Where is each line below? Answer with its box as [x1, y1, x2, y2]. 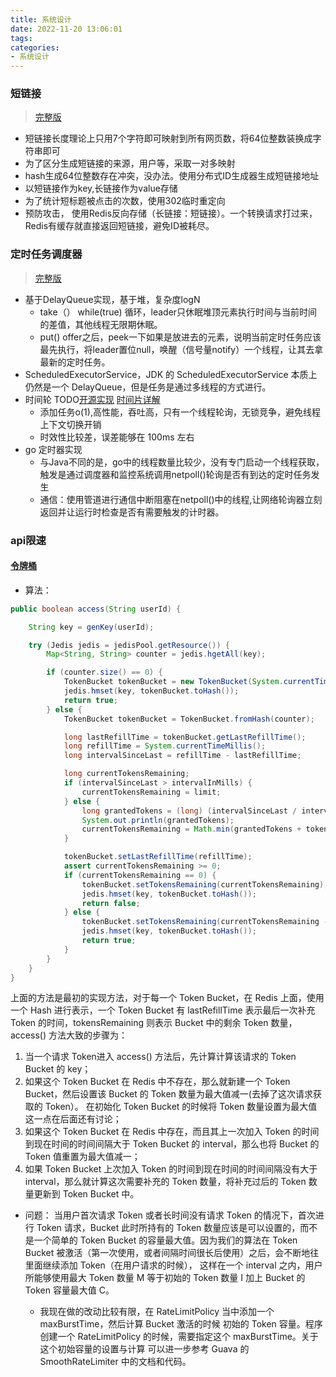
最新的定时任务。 [39, 356, 111, 368]
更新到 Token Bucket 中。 [33, 1188, 140, 1200]
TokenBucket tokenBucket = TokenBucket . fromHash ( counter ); [63, 714, 315, 724]
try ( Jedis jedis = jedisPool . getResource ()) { [28, 640, 230, 650]
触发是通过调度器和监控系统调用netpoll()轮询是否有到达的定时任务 [39, 468, 312, 480]
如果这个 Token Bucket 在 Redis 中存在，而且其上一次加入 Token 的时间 [24, 1126, 320, 1138]
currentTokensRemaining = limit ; [81, 787, 222, 797]
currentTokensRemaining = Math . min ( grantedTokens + [81, 824, 302, 835]
